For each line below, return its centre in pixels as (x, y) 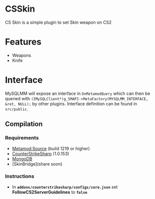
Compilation (24, 124)
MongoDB (22, 159)
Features (23, 42)
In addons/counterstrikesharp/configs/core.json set (65, 187)
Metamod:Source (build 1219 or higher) (51, 148)
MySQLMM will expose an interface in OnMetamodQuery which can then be (77, 93)
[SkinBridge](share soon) (37, 164)
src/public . (16, 109)
